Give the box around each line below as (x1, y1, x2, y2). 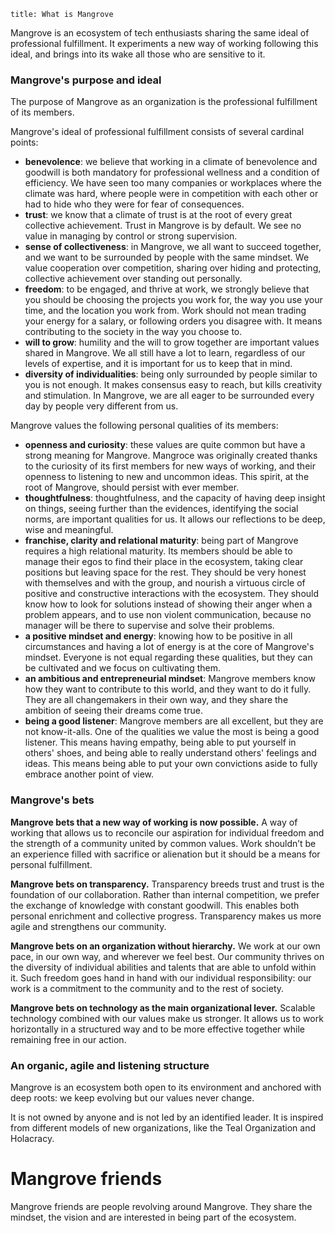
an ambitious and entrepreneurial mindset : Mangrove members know (24, 673, 316, 685)
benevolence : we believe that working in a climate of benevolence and (24, 156, 318, 168)
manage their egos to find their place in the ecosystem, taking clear (24, 556, 304, 568)
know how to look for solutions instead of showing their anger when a (24, 598, 313, 610)
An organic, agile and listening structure (10, 1058, 210, 1072)
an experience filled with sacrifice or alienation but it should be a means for (10, 848, 321, 860)
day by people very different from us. (24, 400, 179, 412)
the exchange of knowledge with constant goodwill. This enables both (10, 899, 300, 911)
